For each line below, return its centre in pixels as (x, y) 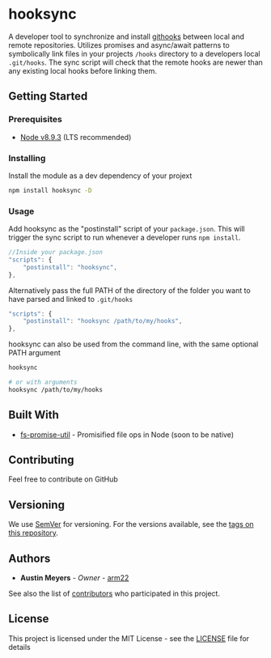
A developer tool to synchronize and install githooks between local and (127, 36)
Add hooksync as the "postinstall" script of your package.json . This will (127, 229)
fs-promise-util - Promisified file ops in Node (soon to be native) (127, 435)
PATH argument (34, 353)
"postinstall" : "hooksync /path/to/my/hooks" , (103, 321)
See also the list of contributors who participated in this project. (114, 594)
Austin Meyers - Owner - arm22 (74, 578)
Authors (30, 558)
